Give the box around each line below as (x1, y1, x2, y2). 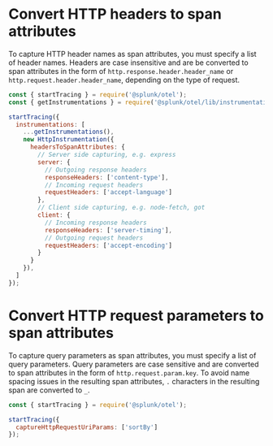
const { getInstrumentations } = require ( (8, 98, 154, 106)
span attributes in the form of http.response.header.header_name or (8, 66, 234, 76)
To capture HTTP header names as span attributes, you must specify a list (8, 49, 258, 58)
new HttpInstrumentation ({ (23, 136, 115, 144)
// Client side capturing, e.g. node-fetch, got (37, 204, 206, 212)
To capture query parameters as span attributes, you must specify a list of (8, 350, 257, 360)
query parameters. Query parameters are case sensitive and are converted (8, 359, 259, 369)
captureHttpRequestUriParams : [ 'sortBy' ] (15, 423, 158, 431)
